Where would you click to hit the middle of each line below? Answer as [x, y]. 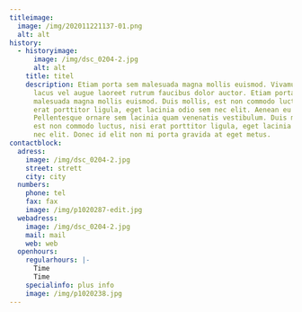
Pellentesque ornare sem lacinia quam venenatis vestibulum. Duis [160, 118]
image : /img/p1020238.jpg [74, 293]
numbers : [34, 185]
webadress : [38, 218]
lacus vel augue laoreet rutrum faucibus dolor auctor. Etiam [152, 93]
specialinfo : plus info [70, 285]
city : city [46, 176]
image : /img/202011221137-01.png [80, 26]
